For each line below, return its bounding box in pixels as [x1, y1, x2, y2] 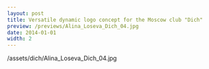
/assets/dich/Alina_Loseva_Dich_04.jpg [7, 54, 117, 62]
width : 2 [7, 36, 32, 42]
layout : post [7, 10, 44, 17]
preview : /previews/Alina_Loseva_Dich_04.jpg [7, 23, 139, 29]
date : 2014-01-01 [7, 29, 57, 36]
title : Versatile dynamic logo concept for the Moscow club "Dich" [7, 16, 204, 23]
